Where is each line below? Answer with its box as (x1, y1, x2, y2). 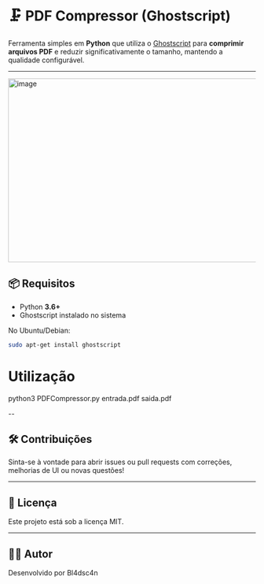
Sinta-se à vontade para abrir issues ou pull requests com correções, (8, 457, 233, 467)
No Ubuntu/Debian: (8, 325, 71, 335)
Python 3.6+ (19, 302, 60, 311)
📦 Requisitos (8, 277, 75, 291)
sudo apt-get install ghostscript (8, 340, 122, 348)
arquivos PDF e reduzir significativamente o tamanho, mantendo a (8, 46, 223, 56)
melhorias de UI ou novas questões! (8, 466, 125, 475)
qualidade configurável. (8, 55, 85, 65)
